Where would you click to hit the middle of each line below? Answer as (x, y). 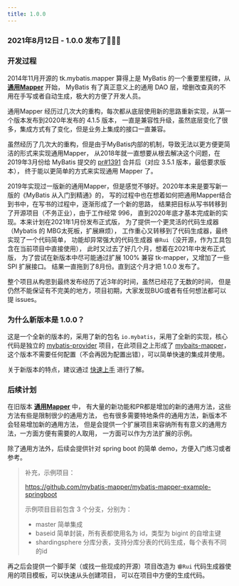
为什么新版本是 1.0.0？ (46, 320)
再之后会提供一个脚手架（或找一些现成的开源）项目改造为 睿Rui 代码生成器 (116, 566)
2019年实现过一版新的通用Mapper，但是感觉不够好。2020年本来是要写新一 (118, 186)
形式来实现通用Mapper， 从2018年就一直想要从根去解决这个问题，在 (120, 153)
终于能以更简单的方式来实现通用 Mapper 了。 (91, 171)
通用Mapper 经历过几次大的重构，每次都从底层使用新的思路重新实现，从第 (116, 111)
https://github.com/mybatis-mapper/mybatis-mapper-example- (118, 487)
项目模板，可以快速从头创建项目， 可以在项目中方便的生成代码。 (114, 575)
